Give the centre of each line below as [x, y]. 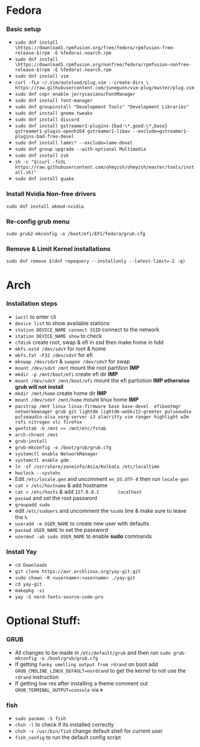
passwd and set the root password [56, 498]
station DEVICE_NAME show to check [59, 335]
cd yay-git [28, 585]
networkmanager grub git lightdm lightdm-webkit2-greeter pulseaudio [103, 412]
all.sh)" [26, 173]
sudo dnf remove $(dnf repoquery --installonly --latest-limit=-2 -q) [96, 261]
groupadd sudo [32, 505]
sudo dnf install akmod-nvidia [45, 206]
